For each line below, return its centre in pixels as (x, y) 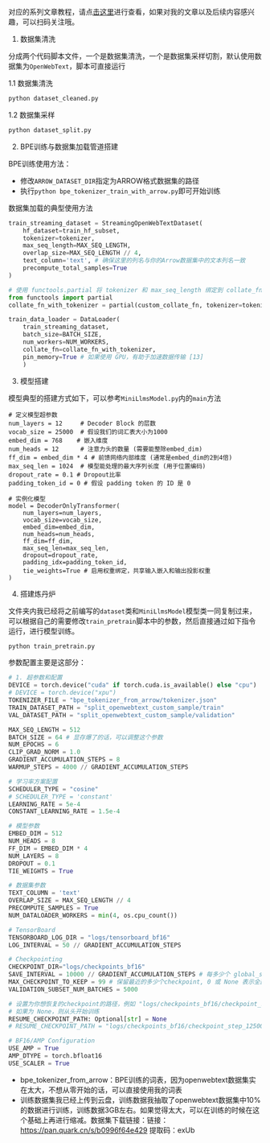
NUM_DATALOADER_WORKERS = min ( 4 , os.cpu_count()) (93, 915)
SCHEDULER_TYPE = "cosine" (53, 789)
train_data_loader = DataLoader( (64, 320)
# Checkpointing (35, 959)
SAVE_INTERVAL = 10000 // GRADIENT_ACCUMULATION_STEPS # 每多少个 (119, 975)
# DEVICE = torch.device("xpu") (62, 693)
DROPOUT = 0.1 (32, 864)
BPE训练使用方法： (40, 163)
